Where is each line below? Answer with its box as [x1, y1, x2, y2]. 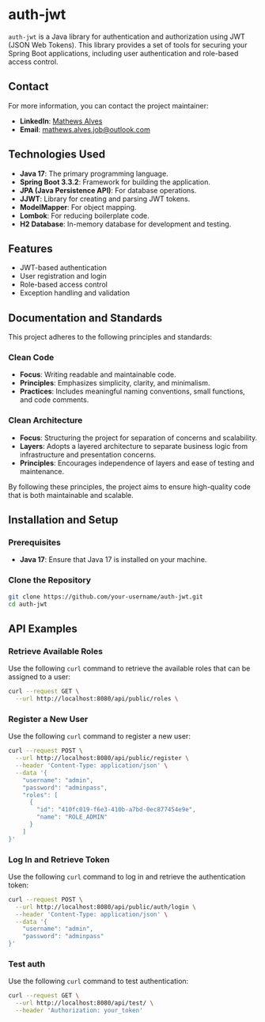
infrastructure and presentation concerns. [19, 450, 157, 459]
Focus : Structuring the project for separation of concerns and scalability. [19, 433, 258, 443]
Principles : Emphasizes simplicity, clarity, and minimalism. [19, 378, 210, 388]
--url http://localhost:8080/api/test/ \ [15, 999, 154, 1007]
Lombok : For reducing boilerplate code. [19, 211, 150, 220]
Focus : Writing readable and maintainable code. [19, 370, 176, 379]
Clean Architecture [8, 415, 83, 426]
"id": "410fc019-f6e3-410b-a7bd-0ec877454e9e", [36, 806, 196, 814]
